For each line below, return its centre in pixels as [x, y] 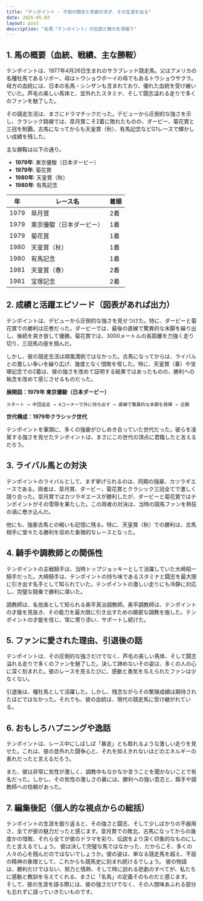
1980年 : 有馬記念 [36, 185]
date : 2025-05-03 [28, 18]
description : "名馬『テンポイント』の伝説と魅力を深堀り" [72, 29]
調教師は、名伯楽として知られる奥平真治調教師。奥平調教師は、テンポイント [101, 605]
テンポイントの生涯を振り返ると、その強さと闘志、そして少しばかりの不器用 [101, 823]
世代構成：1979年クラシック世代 [47, 417]
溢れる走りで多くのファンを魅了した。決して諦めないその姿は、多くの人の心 [101, 664]
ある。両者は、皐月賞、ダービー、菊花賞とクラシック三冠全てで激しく [109, 489]
